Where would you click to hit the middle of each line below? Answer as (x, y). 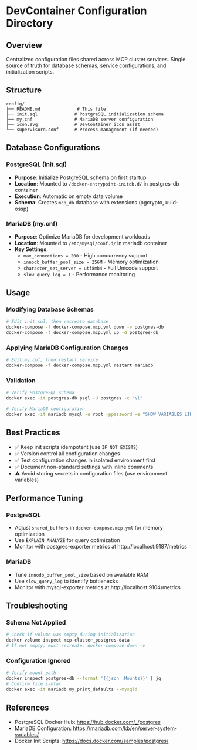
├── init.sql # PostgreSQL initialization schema (85, 114)
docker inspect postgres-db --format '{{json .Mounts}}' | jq (84, 679)
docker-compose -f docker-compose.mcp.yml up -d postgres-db (82, 333)
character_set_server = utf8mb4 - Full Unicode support (91, 268)
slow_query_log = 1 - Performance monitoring (79, 274)
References (28, 708)
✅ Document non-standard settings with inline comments (84, 467)
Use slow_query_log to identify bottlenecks (66, 581)
